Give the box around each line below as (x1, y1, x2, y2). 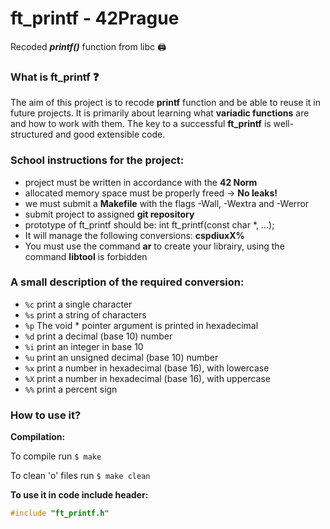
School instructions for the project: (10, 153, 185, 167)
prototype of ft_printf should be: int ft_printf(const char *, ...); (24, 218, 275, 231)
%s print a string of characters (24, 308, 147, 321)
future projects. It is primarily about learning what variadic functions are (10, 107, 310, 119)
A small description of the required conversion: (10, 275, 245, 289)
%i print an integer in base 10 (24, 340, 144, 352)
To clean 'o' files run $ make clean (10, 470, 151, 482)
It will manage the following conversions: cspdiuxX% (24, 229, 245, 241)
